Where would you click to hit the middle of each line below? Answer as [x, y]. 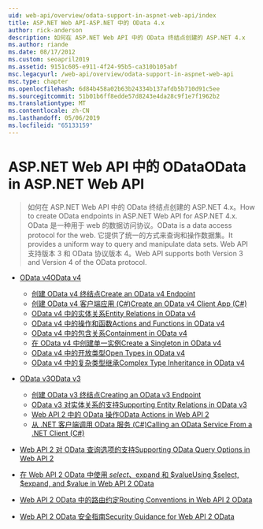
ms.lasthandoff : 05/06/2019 [54, 118]
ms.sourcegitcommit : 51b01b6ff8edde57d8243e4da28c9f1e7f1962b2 [114, 96]
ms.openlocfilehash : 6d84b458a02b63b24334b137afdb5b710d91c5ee [114, 89]
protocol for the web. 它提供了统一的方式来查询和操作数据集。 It [130, 235]
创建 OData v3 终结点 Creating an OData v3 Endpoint [116, 394]
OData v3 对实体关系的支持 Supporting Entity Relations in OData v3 [139, 404]
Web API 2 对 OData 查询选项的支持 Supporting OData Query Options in [135, 449]
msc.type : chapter [38, 81]
